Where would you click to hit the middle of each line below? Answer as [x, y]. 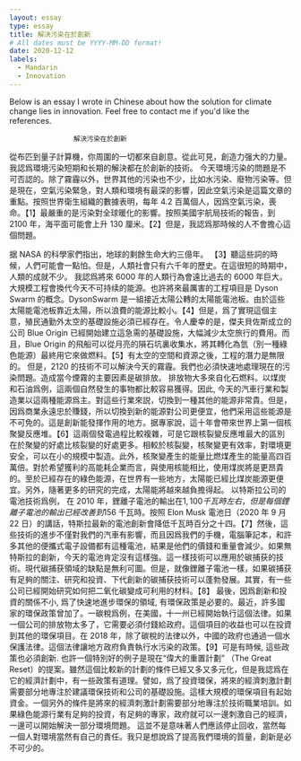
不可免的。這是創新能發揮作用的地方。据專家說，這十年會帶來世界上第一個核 [150, 422]
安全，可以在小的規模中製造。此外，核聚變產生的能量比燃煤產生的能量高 [142, 456]
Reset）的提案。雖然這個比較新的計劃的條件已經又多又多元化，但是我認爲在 [149, 669]
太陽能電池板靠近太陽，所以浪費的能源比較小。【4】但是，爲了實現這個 [140, 310]
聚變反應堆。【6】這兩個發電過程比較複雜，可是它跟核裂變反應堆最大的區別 [147, 433]
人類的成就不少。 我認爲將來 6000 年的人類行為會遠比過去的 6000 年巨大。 [149, 276]
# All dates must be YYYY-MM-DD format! [86, 43]
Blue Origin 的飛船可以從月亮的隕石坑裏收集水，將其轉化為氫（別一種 [152, 344]
